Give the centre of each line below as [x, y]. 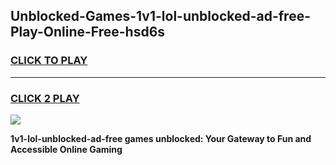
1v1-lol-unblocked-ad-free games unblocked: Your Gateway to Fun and [161, 138]
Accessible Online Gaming [66, 149]
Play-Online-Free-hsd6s [88, 32]
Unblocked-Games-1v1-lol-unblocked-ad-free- [161, 16]
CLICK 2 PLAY [45, 98]
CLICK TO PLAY [49, 61]
